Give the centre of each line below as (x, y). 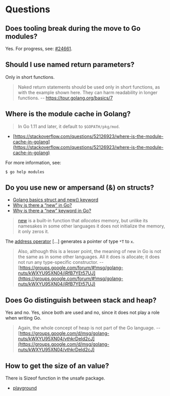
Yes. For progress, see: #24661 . (39, 49)
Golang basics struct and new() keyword (56, 200)
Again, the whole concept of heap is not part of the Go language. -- (89, 328)
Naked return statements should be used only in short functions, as (89, 87)
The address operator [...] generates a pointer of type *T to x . (70, 241)
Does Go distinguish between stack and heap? (81, 300)
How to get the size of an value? (57, 366)
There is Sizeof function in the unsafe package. (55, 378)
